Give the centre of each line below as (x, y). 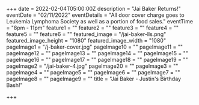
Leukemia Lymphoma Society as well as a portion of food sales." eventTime (100, 21)
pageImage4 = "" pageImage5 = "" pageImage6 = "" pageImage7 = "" (93, 72)
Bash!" (14, 85)
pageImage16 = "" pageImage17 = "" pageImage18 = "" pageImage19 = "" (97, 60)
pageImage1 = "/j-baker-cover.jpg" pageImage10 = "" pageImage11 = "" (95, 47)
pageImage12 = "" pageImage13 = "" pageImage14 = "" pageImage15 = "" (97, 53)
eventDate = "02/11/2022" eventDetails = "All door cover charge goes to (95, 15)
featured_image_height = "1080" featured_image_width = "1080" (86, 40)
